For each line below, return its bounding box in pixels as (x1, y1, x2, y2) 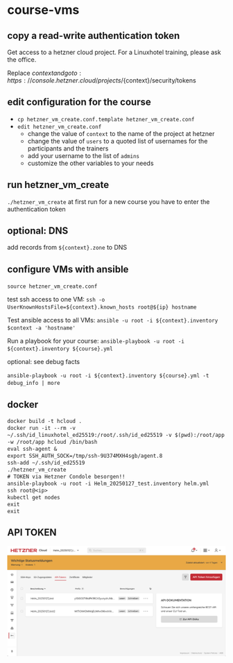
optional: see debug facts (7, 358, 80, 366)
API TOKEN (7, 526, 57, 539)
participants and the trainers (27, 144, 109, 153)
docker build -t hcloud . (7, 418, 82, 425)
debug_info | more (7, 380, 60, 387)
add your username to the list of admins (27, 151, 140, 160)
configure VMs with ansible (7, 263, 129, 275)
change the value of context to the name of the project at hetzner (27, 129, 215, 137)
